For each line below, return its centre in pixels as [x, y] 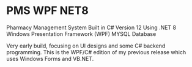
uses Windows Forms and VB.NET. [50, 58]
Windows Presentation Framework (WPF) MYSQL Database [81, 33]
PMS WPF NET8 [47, 11]
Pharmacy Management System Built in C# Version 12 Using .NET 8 [91, 27]
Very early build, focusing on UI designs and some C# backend [86, 46]
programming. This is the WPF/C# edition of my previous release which [96, 52]
